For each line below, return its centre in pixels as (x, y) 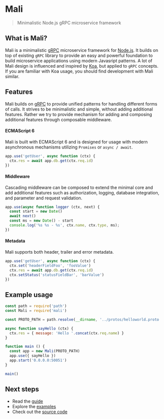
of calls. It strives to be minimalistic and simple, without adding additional (79, 109)
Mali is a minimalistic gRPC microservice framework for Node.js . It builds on (82, 50)
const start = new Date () (36, 211)
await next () (23, 216)
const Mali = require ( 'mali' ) (36, 311)
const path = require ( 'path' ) (36, 306)
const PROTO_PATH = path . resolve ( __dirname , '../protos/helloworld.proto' (83, 319)
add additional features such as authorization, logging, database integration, (82, 192)
